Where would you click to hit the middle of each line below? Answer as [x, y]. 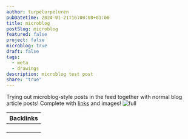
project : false [25, 40]
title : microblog [28, 23]
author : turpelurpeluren [38, 12]
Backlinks [24, 118]
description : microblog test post [50, 74]
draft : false [23, 52]
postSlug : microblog [32, 29]
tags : [13, 57]
